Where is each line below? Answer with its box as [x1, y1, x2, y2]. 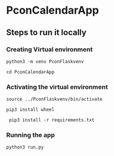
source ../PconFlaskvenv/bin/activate [6, 96, 103, 102]
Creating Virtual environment [6, 45, 93, 54]
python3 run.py [6, 144, 44, 151]
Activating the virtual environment [6, 83, 109, 91]
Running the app [6, 131, 56, 139]
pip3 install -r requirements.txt [8, 117, 95, 123]
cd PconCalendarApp [6, 69, 55, 75]
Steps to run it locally [6, 27, 87, 38]
